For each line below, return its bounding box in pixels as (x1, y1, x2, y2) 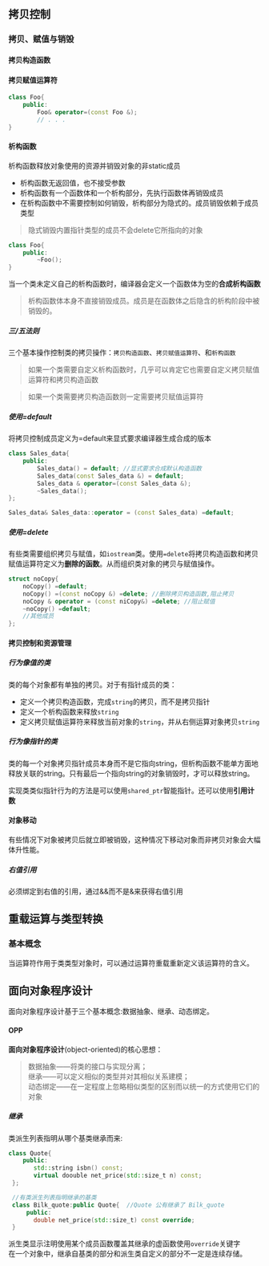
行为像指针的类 (8, 737, 58, 747)
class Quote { (8, 1149, 52, 1158)
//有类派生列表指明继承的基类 (11, 1193, 98, 1202)
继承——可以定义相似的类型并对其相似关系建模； (27, 1071, 190, 1081)
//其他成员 (22, 613, 54, 621)
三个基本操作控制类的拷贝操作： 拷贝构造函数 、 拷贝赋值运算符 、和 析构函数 (8, 348, 236, 357)
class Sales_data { (8, 450, 70, 458)
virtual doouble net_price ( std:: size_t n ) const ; (33, 1171, 203, 1180)
